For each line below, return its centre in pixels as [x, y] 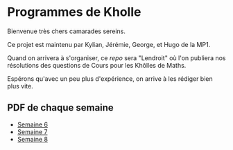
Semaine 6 [33, 124]
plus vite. [20, 86]
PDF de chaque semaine [61, 108]
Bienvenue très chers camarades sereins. [67, 31]
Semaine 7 [32, 131]
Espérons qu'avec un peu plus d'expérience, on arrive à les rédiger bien [110, 78]
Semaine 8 [33, 139]
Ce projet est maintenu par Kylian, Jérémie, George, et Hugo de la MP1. [109, 44]
